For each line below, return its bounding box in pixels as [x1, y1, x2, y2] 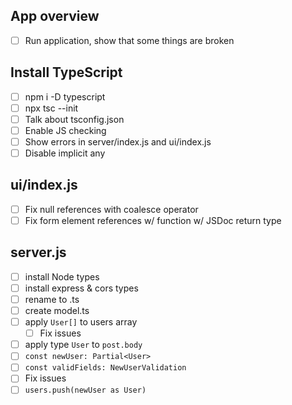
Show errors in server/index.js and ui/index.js [24, 135, 212, 148]
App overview [10, 8, 100, 25]
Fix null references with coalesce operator [24, 203, 199, 215]
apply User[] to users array [24, 316, 138, 328]
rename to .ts [24, 293, 80, 305]
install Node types [24, 270, 100, 283]
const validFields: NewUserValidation [24, 363, 187, 373]
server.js [10, 244, 67, 261]
